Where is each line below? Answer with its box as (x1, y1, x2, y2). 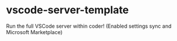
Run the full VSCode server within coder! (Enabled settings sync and (6, 23, 172, 29)
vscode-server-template (6, 3, 129, 17)
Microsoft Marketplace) (6, 28, 63, 35)
